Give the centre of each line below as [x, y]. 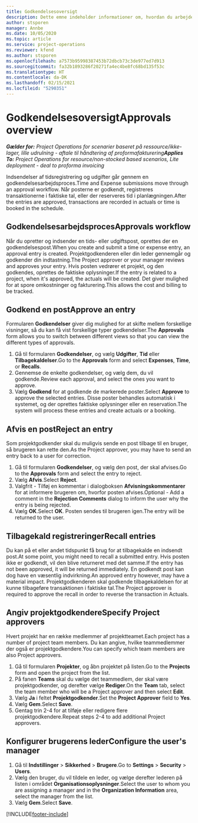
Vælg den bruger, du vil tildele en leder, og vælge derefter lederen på [98, 778]
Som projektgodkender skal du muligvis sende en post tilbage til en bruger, [97, 443]
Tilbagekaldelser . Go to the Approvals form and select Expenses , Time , [102, 360]
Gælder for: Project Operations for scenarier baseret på [74, 146]
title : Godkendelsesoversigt [42, 12]
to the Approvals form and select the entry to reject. [78, 473]
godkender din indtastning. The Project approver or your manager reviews [95, 260]
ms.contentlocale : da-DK [37, 77]
